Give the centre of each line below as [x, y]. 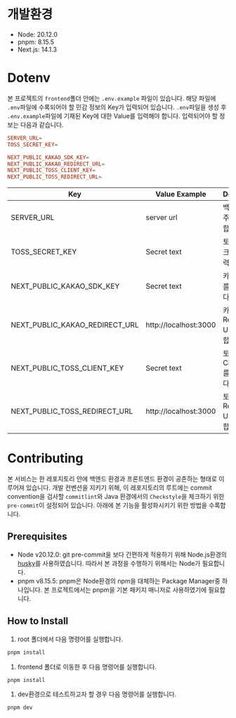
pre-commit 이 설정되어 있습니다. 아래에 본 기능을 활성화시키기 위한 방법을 [107, 505]
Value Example [181, 194]
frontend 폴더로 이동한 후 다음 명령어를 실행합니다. [87, 667]
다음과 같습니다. [42, 125]
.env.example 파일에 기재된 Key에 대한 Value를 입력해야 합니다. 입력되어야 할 [112, 116]
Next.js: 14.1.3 [37, 49]
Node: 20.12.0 [38, 34]
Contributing [45, 458]
